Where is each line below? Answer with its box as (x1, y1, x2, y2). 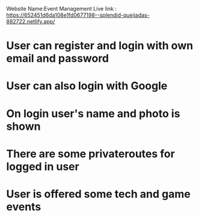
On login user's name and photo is (6, 106, 180, 120)
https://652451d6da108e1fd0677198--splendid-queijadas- (6, 11, 150, 19)
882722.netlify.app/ (6, 18, 55, 25)
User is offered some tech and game (6, 187, 191, 201)
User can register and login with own (6, 39, 194, 53)
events (6, 200, 41, 213)
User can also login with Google (6, 79, 168, 93)
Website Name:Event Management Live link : (6, 5, 117, 12)
